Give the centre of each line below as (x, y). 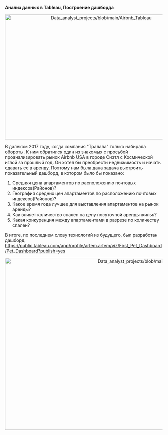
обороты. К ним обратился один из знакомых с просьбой (67, 152)
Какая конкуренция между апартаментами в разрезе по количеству (86, 220)
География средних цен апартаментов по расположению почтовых (84, 193)
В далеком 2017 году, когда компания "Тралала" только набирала (76, 146)
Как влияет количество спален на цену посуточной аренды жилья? (85, 214)
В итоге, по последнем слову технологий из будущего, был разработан (81, 235)
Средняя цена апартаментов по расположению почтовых (74, 183)
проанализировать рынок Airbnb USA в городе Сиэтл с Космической (79, 157)
